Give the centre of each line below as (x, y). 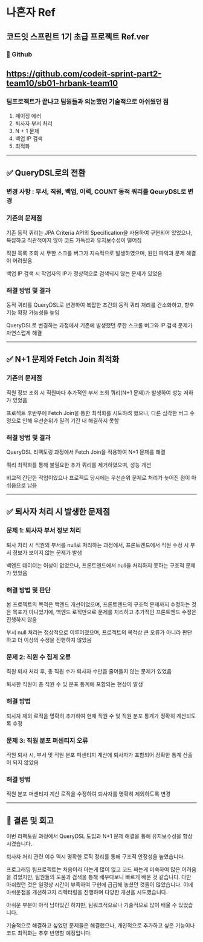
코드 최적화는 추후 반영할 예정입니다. (49, 933)
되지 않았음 (26, 762)
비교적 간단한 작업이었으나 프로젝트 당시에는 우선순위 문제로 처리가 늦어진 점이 (98, 478)
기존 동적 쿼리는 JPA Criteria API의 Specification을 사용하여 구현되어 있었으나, (99, 232)
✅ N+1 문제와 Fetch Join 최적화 (63, 360)
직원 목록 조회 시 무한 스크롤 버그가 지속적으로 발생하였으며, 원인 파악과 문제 (96, 253)
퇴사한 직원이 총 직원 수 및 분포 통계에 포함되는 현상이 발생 (75, 684)
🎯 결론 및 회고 (30, 820)
